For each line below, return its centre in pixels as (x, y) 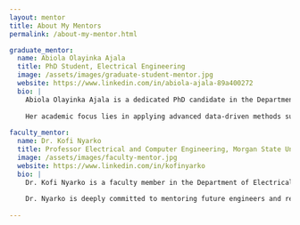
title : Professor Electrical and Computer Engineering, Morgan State (149, 149)
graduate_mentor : (42, 50)
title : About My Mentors (55, 26)
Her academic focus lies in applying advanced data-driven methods (153, 117)
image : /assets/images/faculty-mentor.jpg (97, 157)
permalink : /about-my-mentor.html (74, 34)
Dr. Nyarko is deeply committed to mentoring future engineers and (153, 199)
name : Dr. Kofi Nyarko (59, 141)
